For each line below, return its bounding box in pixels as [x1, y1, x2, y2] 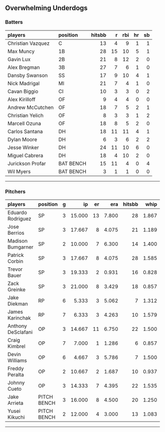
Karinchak [7, 314, 31, 321]
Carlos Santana [7, 128, 43, 135]
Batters [5, 19, 23, 26]
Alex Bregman [7, 64, 40, 71]
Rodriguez [7, 215, 31, 222]
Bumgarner [7, 244, 33, 251]
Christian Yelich [7, 112, 44, 119]
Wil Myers [7, 168, 31, 175]
